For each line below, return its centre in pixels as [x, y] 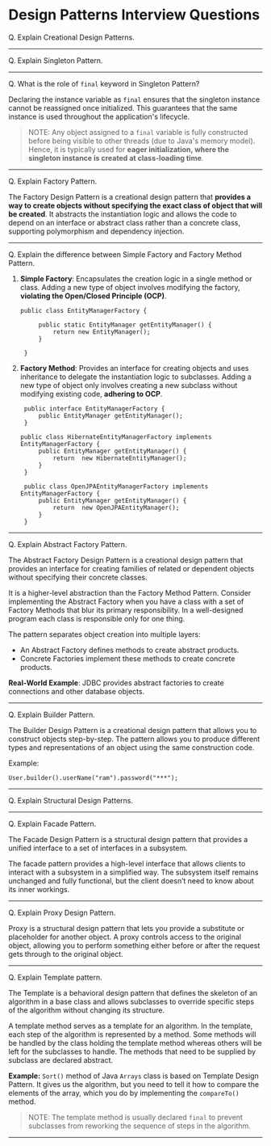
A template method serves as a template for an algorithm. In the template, [131, 1026]
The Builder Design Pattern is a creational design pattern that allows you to [133, 730]
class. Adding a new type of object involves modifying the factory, [130, 287]
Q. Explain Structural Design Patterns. [71, 800]
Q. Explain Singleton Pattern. [56, 60]
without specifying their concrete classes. [78, 577]
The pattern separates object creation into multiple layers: [104, 634]
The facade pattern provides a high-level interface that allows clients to [127, 863]
